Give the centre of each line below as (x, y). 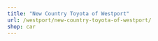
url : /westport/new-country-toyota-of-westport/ (79, 20)
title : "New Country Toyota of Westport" (69, 14)
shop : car (22, 26)
